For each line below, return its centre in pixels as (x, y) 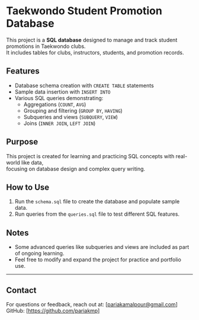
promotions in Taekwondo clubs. (46, 46)
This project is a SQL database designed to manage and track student (92, 40)
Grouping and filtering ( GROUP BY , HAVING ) (73, 110)
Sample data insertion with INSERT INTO (62, 92)
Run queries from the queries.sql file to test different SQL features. (97, 214)
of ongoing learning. (39, 254)
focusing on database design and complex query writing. (76, 169)
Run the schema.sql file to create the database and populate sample (97, 201)
